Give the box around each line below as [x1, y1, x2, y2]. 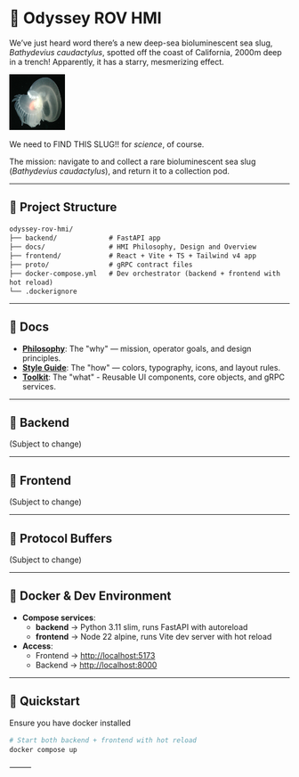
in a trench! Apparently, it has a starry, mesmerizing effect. [9, 56, 224, 67]
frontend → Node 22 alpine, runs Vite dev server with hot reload [35, 631, 272, 642]
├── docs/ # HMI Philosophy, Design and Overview [9, 242, 256, 251]
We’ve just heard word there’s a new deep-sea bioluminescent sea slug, [9, 37, 273, 48]
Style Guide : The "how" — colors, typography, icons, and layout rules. [21, 362, 281, 372]
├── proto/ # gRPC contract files [9, 260, 193, 269]
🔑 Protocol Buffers [9, 530, 113, 546]
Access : [21, 641, 53, 651]
